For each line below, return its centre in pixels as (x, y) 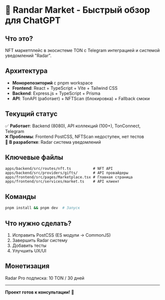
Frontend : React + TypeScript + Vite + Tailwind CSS (65, 88)
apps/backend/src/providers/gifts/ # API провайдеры (67, 173)
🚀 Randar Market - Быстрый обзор (78, 10)
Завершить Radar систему (40, 240)
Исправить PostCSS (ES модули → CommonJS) (61, 235)
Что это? (19, 39)
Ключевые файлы (34, 157)
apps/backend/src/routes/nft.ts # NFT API (59, 169)
